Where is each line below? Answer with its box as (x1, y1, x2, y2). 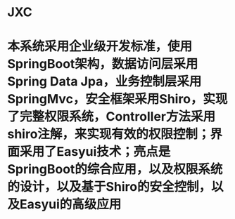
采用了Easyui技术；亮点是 (20, 144, 171, 160)
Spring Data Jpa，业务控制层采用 (7, 74, 202, 90)
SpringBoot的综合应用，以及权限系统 (7, 161, 223, 178)
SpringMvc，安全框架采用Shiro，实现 (7, 91, 228, 107)
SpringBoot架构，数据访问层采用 (7, 56, 198, 72)
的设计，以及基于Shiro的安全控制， (7, 179, 212, 195)
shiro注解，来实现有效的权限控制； (7, 126, 210, 142)
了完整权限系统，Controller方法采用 (7, 109, 216, 125)
